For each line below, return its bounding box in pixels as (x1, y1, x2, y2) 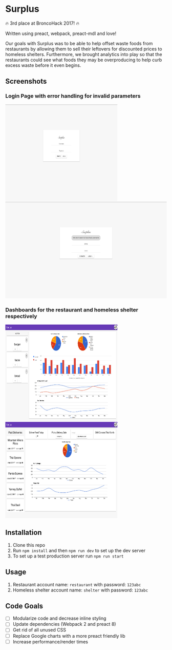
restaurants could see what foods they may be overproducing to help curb (5, 57, 162, 63)
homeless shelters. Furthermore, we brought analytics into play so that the (5, 51, 162, 57)
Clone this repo (12, 542, 45, 548)
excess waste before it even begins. (5, 62, 81, 68)
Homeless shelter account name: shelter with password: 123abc (12, 587, 148, 593)
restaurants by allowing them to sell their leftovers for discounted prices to (5, 46, 162, 52)
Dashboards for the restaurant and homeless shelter (5, 306, 138, 313)
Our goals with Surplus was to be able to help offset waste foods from (5, 40, 153, 46)
